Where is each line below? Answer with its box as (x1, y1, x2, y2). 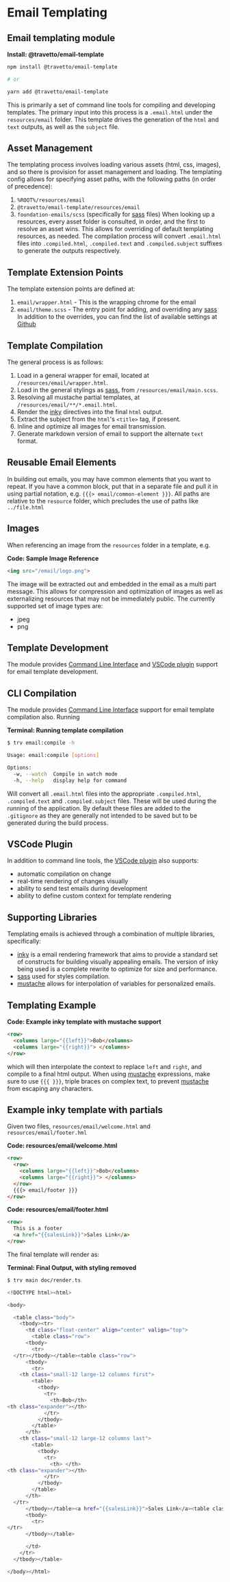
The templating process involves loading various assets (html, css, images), (7, 160, 221, 169)
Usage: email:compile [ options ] (7, 752, 99, 759)
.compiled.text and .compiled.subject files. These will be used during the (7, 797, 217, 805)
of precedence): (7, 182, 53, 191)
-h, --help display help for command (13, 777, 127, 784)
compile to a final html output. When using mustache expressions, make (7, 1070, 211, 1078)
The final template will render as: (7, 1250, 99, 1258)
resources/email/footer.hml (7, 1129, 88, 1136)
